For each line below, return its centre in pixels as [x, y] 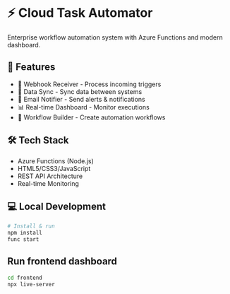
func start [23, 240]
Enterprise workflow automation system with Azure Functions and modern [115, 37]
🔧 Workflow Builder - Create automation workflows [91, 117]
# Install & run [31, 226]
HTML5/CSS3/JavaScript [54, 168]
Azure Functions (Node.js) [55, 161]
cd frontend [25, 278]
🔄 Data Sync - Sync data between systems [80, 91]
